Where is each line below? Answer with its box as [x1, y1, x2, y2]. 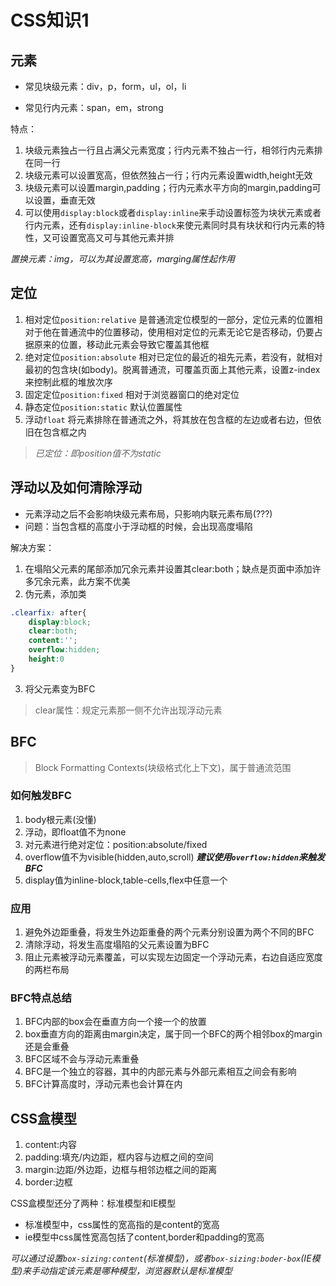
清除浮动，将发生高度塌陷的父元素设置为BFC [24, 939, 210, 951]
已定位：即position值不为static [34, 447, 162, 459]
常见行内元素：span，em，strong [24, 102, 164, 113]
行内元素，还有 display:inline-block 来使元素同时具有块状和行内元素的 [24, 219, 317, 231]
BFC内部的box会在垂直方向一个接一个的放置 [24, 1016, 207, 1028]
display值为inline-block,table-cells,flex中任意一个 [24, 874, 228, 886]
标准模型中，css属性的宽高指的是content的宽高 [24, 1219, 220, 1231]
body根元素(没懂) [24, 813, 97, 825]
